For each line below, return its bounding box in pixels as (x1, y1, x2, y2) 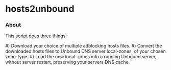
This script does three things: (5, 33, 67, 39)
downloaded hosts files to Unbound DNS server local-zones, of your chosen (5, 48, 166, 54)
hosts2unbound (5, 3, 75, 15)
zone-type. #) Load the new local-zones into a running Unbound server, (5, 54, 157, 60)
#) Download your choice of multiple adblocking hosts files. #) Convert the (5, 43, 162, 49)
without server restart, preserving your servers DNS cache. (5, 59, 130, 65)
